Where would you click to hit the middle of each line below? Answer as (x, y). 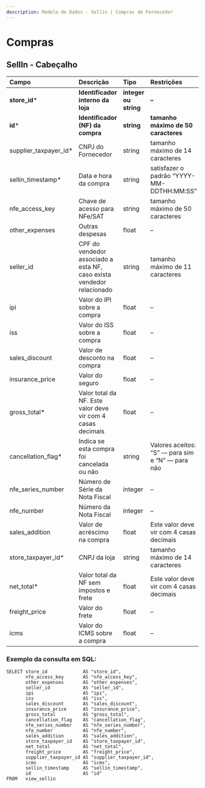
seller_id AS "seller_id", (74, 688)
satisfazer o (167, 168)
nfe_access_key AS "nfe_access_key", (81, 677)
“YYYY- (184, 176)
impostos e (95, 590)
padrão (160, 176)
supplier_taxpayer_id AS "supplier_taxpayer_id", (90, 757)
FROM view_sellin (31, 779)
